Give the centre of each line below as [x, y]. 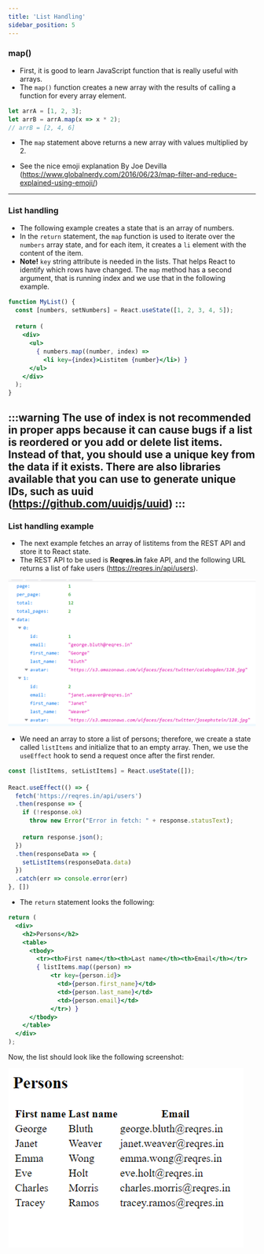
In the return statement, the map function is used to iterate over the [127, 236]
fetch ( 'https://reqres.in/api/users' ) [79, 796]
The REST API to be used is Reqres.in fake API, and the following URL [132, 559]
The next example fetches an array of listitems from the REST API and [132, 543]
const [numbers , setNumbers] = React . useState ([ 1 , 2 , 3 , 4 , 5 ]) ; [125, 310]
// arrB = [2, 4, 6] [42, 127]
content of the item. [51, 253]
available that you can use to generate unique [122, 479]
